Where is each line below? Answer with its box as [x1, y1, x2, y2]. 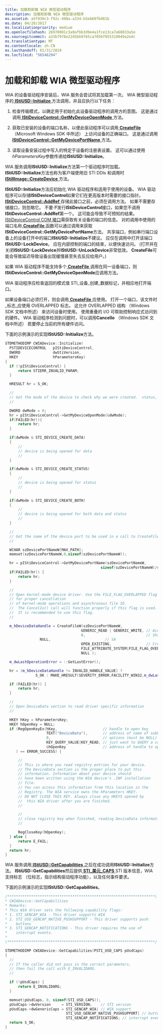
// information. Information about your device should [17, 771, 131, 776]
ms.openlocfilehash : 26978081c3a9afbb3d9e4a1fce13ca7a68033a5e [5, 30, 136, 35]
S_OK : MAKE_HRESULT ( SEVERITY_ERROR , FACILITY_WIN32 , [35, 673, 145, 678]
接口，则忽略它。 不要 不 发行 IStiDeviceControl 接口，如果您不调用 [9, 205, 141, 211]
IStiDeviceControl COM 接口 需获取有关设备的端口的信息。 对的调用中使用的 [5, 217, 156, 223]
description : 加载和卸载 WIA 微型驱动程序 [5, 12, 84, 17]
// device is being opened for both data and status [17, 512, 127, 517]
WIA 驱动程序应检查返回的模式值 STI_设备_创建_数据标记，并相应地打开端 [5, 280, 151, 286]
